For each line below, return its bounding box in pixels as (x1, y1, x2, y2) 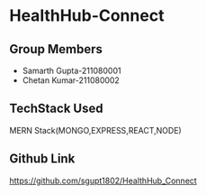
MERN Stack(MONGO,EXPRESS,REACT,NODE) (9, 125, 182, 135)
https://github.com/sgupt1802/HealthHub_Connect (9, 175, 198, 186)
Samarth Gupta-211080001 (22, 65, 121, 76)
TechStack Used (9, 101, 103, 116)
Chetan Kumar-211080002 (22, 75, 120, 86)
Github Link (9, 151, 76, 167)
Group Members (9, 42, 103, 57)
